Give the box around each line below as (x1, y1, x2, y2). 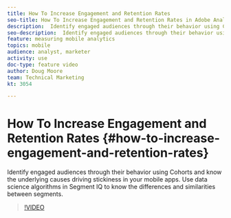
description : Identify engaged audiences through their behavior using (7, 23, 220, 30)
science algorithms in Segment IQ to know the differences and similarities (7, 183, 216, 191)
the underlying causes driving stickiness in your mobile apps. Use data (7, 175, 208, 184)
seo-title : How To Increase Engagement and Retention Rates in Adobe (7, 17, 211, 23)
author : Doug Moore (7, 67, 63, 74)
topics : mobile (7, 42, 51, 49)
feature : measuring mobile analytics (7, 36, 115, 43)
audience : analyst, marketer (7, 49, 91, 56)
